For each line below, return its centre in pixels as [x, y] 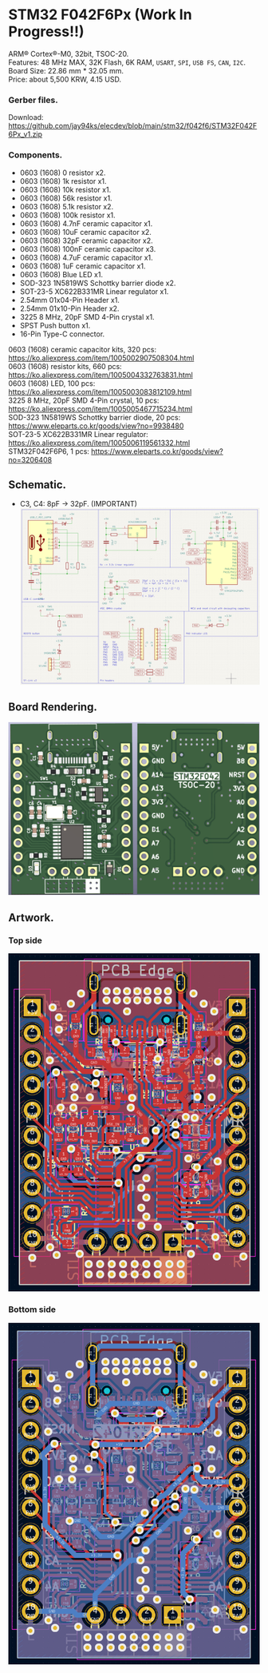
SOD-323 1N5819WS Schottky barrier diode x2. [98, 283]
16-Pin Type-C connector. [62, 334]
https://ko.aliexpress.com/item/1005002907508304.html [101, 358]
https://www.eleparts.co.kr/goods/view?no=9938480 [96, 426]
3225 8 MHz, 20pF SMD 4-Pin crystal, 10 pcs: [84, 400]
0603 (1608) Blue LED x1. [61, 274]
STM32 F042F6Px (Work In [100, 15]
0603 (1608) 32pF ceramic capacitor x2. [86, 240]
